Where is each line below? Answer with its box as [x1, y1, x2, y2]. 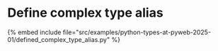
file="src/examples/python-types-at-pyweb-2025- [62, 28, 211, 36]
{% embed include [7, 28, 62, 36]
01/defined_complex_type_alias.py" [7, 35, 110, 43]
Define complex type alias [7, 5, 164, 21]
